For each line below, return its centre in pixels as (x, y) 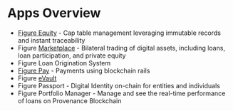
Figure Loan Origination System (64, 63)
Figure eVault (37, 78)
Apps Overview (54, 13)
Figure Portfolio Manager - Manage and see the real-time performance (121, 93)
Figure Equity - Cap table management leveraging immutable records (119, 33)
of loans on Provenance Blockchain (69, 100)
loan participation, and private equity (72, 55)
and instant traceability (51, 40)
